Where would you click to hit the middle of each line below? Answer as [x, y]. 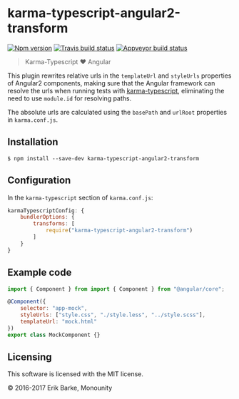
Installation [33, 142]
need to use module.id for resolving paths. [70, 98]
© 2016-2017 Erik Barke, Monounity [60, 388]
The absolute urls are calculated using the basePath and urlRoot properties [117, 112]
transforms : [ [54, 224]
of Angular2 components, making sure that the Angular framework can [111, 83]
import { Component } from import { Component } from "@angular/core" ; [116, 289]
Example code [40, 273]
